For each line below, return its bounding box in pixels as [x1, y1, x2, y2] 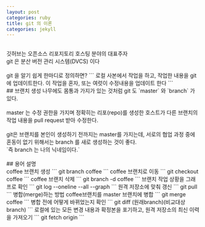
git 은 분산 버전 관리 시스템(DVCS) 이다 [6, 58, 100, 65]
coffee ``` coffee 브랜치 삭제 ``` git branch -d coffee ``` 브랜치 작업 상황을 [6, 176, 185, 183]
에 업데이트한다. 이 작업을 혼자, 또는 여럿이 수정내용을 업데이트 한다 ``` [6, 80, 174, 87]
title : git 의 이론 [6, 20, 52, 26]
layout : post [6, 9, 40, 15]
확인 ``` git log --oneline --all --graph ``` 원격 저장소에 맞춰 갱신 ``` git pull [17, 183, 198, 190]
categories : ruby [6, 15, 51, 21]
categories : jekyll [6, 26, 56, 32]
